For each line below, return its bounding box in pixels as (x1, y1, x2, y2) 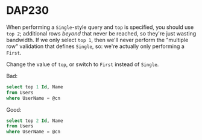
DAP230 (6, 4, 49, 17)
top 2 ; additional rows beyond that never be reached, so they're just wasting (6, 29, 197, 37)
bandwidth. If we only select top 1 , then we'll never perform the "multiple (6, 36, 189, 43)
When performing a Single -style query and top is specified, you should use (6, 23, 194, 31)
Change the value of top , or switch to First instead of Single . (6, 61, 159, 68)
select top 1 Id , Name (6, 84, 63, 90)
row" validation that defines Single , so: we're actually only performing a (6, 43, 185, 50)
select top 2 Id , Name (6, 118, 63, 124)
